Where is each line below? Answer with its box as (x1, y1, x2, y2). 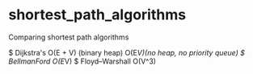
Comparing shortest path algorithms (8, 32, 129, 42)
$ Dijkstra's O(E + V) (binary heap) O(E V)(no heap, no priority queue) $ (8, 47, 245, 57)
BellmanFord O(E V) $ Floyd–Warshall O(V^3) (8, 56, 156, 66)
